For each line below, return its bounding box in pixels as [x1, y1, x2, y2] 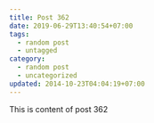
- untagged [17, 46, 58, 55]
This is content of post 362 [9, 103, 109, 114]
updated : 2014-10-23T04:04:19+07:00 [9, 79, 145, 88]
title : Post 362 [9, 12, 69, 22]
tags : [9, 29, 29, 38]
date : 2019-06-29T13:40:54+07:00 [9, 21, 134, 30]
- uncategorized [17, 71, 77, 80]
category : [9, 54, 46, 63]
